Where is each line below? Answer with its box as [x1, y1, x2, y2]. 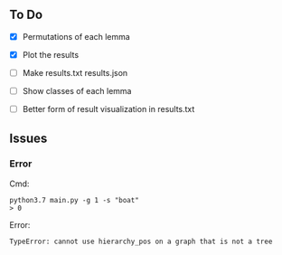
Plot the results [22, 49, 80, 60]
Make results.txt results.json [22, 67, 128, 78]
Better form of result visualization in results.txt [22, 104, 195, 115]
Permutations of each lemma [22, 31, 131, 42]
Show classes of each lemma [22, 86, 132, 96]
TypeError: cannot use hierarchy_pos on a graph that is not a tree [9, 237, 273, 246]
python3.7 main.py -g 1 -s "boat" [9, 195, 140, 204]
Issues [9, 130, 48, 146]
